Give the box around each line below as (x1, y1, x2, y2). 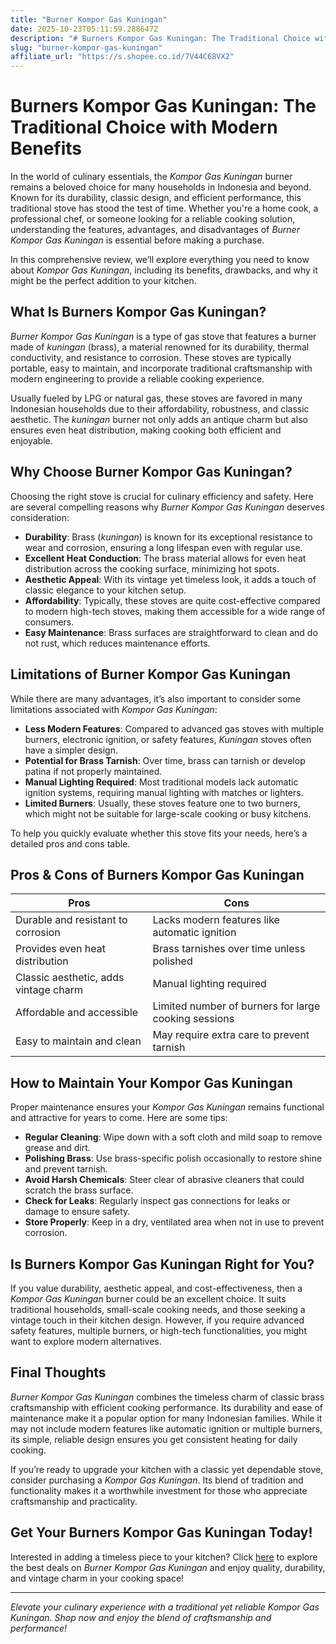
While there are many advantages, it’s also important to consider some (10, 692, 301, 705)
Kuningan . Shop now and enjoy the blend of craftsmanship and (10, 1611, 272, 1623)
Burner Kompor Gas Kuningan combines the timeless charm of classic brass (10, 1391, 325, 1403)
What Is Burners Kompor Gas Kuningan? (10, 304, 267, 321)
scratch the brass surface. (24, 1184, 134, 1196)
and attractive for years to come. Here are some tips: (10, 1112, 228, 1124)
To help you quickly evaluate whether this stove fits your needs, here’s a (10, 827, 308, 839)
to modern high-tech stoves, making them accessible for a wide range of (24, 605, 326, 617)
